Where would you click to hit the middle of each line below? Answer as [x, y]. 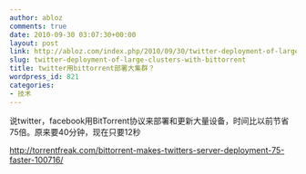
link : [20, 52]
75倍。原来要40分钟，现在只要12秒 [75, 131]
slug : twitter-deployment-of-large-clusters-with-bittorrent [128, 60]
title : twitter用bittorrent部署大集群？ [82, 69]
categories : [32, 85]
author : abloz [36, 18]
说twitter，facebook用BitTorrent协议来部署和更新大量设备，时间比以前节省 [149, 121]
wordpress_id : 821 [44, 77]
